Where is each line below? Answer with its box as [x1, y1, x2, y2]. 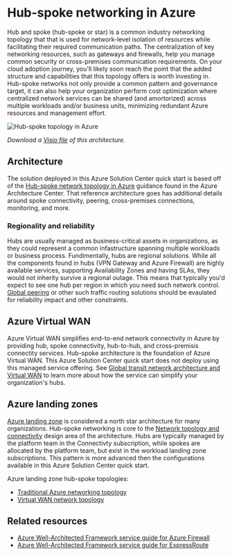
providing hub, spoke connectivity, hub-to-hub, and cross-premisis [7, 341, 199, 349]
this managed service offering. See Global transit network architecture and [7, 363, 220, 372]
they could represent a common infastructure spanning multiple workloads [7, 244, 220, 252]
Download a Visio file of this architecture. [7, 135, 126, 144]
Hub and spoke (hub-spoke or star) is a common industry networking [7, 28, 206, 36]
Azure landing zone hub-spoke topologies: [7, 474, 129, 483]
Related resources [7, 515, 88, 528]
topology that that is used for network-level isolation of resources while [7, 35, 211, 43]
